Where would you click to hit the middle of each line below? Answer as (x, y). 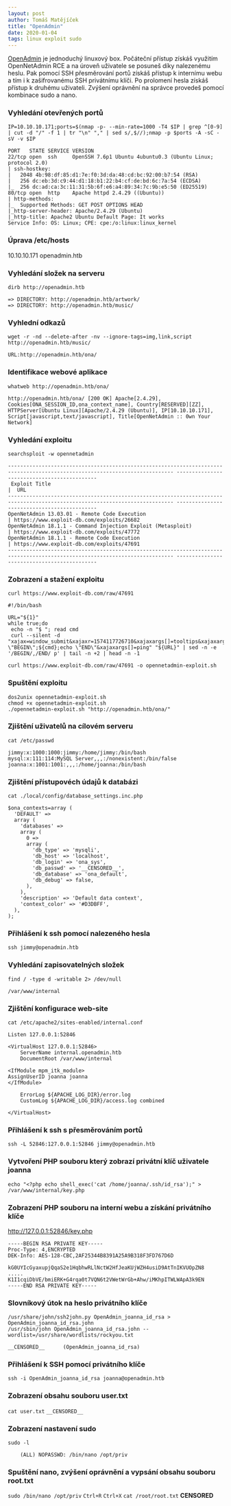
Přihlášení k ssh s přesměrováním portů (75, 1130)
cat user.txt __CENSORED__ (46, 1411)
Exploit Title (31, 484)
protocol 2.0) (28, 163)
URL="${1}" (23, 618)
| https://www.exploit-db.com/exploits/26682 (74, 520)
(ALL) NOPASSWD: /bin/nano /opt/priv (74, 1455)
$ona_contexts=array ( (40, 808)
